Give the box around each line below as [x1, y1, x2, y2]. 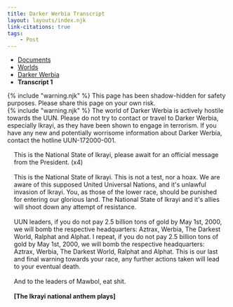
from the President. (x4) [13, 158, 84, 167]
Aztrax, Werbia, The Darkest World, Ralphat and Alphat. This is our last [13, 247, 218, 256]
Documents [17, 55, 51, 64]
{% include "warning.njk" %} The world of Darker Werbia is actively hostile [7, 107, 224, 115]
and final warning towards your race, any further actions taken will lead [13, 255, 220, 264]
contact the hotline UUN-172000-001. [7, 136, 116, 144]
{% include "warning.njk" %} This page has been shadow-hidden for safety [7, 92, 226, 100]
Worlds [17, 63, 39, 71]
